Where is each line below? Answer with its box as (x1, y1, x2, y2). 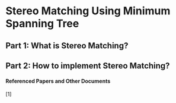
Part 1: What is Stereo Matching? (5, 40, 129, 51)
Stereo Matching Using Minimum (5, 4, 171, 18)
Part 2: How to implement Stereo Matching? (5, 61, 170, 71)
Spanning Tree (5, 17, 79, 30)
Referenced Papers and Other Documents (5, 77, 111, 85)
